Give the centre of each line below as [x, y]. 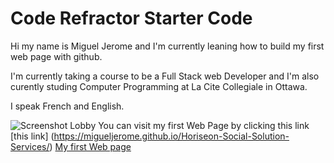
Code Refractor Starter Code [131, 18]
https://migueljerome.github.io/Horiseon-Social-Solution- [171, 136]
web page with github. [56, 56]
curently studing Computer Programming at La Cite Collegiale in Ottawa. [159, 86]
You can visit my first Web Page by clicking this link [204, 125]
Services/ [30, 146]
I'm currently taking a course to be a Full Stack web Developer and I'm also [165, 76]
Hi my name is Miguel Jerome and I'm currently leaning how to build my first [167, 46]
